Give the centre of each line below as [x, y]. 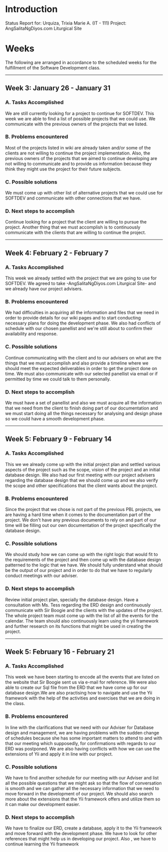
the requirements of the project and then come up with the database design [83, 560]
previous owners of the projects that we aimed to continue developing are [81, 158]
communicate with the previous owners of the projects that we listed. [76, 124]
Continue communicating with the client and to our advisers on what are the [83, 357]
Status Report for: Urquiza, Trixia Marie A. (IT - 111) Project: [66, 23]
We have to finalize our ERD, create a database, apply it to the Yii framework [84, 828]
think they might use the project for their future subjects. [63, 169]
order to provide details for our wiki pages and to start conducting [73, 318]
